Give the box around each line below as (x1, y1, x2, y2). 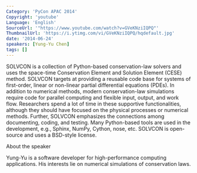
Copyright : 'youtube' (6, 14, 59, 20)
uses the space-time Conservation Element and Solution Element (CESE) (6, 69, 182, 76)
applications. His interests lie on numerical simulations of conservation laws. (6, 160, 191, 167)
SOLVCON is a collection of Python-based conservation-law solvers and (6, 63, 182, 70)
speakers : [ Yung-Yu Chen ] (6, 42, 69, 48)
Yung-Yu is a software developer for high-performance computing (6, 154, 166, 161)
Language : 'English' (6, 19, 57, 25)
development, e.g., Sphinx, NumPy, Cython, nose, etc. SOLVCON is (6, 125, 169, 132)
